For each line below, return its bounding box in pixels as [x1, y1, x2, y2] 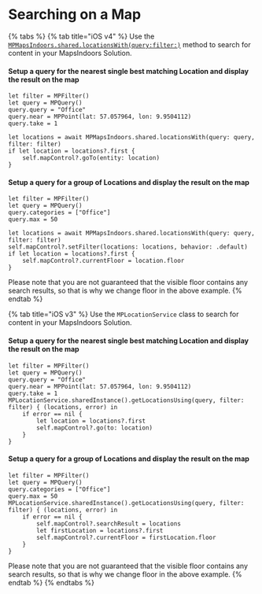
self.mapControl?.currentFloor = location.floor [22, 257, 185, 265]
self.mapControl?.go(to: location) [36, 423, 153, 432]
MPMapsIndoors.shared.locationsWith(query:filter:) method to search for [8, 39, 251, 49]
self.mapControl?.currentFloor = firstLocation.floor [36, 533, 216, 541]
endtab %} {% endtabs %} [8, 577, 94, 587]
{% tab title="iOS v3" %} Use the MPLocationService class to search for [8, 309, 239, 319]
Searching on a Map [8, 6, 142, 24]
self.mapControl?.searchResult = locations [36, 519, 181, 528]
